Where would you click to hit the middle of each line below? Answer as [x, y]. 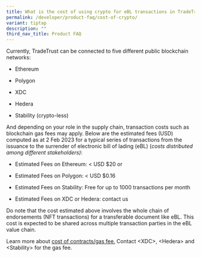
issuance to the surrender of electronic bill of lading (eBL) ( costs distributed [100, 146]
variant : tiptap [26, 23]
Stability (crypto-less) [42, 116]
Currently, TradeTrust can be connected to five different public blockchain [97, 51]
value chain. [21, 230]
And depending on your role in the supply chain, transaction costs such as [98, 127]
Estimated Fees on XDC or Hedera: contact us [71, 199]
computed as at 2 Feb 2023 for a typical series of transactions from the [94, 140]
